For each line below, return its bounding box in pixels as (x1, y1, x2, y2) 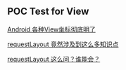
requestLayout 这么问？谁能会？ (7, 55, 101, 63)
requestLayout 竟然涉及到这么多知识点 (7, 40, 119, 48)
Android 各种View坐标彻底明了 (7, 24, 96, 34)
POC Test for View (7, 6, 89, 17)
